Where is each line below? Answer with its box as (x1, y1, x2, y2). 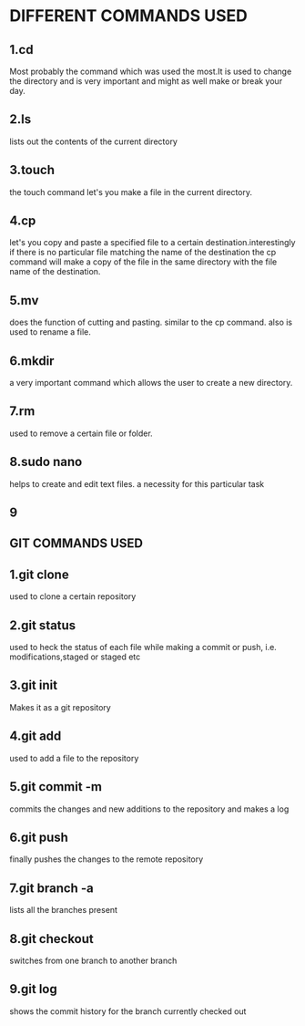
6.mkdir (9, 353, 55, 368)
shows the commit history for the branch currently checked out (9, 1005, 247, 1017)
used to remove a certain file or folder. (9, 428, 153, 439)
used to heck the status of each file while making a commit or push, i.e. (9, 642, 278, 653)
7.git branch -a (9, 880, 94, 896)
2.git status (9, 617, 76, 633)
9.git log (9, 981, 57, 997)
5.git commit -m (9, 779, 103, 794)
